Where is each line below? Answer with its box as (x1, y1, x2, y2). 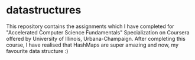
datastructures (6, 3, 82, 17)
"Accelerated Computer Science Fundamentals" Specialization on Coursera (6, 29, 190, 36)
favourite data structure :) (6, 47, 69, 54)
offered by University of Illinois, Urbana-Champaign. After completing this (6, 35, 186, 42)
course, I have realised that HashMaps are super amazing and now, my (6, 41, 179, 48)
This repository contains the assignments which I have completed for (6, 23, 174, 30)
